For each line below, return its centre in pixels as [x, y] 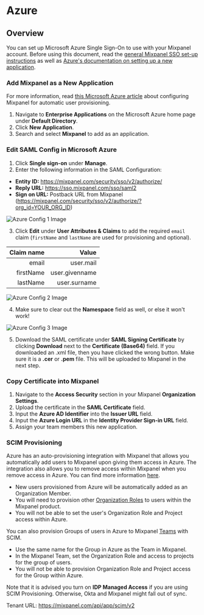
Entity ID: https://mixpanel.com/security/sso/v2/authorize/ [89, 181]
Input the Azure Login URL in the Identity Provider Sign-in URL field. [102, 420]
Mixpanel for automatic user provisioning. [58, 103]
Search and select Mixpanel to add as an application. [82, 134]
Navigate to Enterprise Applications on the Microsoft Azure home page [105, 115]
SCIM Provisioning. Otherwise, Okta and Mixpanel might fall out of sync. [97, 594]
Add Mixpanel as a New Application [60, 83]
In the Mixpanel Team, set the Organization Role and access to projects [104, 556]
